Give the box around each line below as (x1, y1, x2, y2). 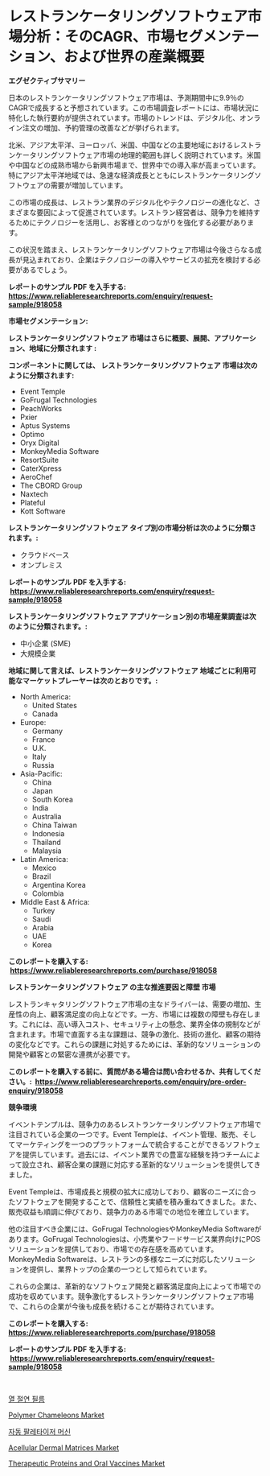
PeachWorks (19, 403, 63, 413)
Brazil (31, 871, 51, 881)
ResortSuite (19, 455, 59, 464)
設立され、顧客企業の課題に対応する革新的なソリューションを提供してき (22, 1160, 261, 1169)
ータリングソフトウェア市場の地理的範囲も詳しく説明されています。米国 (22, 150, 261, 159)
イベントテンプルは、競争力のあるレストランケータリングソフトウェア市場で (8, 1119, 262, 1129)
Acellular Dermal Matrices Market (8, 1442, 120, 1453)
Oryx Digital (19, 438, 59, 447)
